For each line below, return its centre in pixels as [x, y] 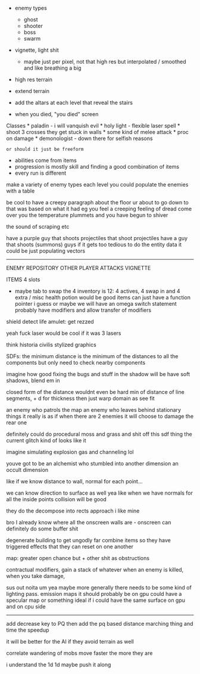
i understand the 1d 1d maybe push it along [59, 664]
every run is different [40, 173]
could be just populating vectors [46, 251]
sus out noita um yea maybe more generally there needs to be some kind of [99, 588]
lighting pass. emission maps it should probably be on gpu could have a [94, 594]
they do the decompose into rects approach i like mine [73, 511]
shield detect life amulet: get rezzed [50, 322]
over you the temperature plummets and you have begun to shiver [87, 215]
